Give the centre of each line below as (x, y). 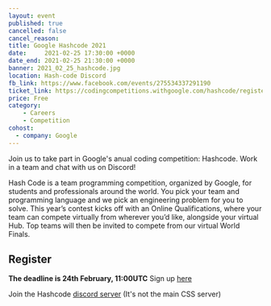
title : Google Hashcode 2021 (57, 46)
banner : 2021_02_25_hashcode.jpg (65, 68)
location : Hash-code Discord (57, 76)
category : (25, 105)
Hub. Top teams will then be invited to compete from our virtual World (124, 225)
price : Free (28, 98)
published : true (35, 23)
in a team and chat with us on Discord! (72, 167)
